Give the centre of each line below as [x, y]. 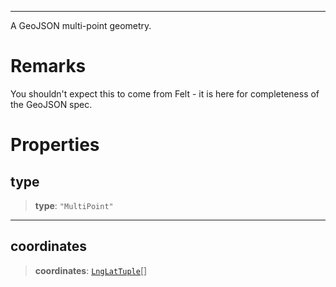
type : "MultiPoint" [74, 205]
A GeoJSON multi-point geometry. [81, 25]
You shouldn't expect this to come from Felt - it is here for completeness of [165, 93]
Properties [55, 145]
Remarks [48, 66]
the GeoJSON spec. [51, 104]
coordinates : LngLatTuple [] [91, 270]
